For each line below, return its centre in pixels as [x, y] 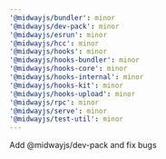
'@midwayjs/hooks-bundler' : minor [75, 60]
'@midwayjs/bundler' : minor [63, 18]
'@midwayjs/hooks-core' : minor [68, 69]
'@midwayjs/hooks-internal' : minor [77, 77]
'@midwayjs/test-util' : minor [67, 119]
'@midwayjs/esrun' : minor [58, 35]
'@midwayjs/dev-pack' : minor [64, 26]
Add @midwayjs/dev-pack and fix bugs [83, 145]
